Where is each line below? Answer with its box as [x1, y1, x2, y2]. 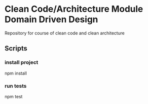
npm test [4, 93, 23, 99]
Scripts [4, 44, 28, 52]
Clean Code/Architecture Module [4, 3, 144, 15]
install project [4, 59, 38, 66]
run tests [4, 82, 27, 89]
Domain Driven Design [4, 14, 98, 25]
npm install [4, 70, 27, 76]
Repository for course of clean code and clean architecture [4, 30, 125, 36]
